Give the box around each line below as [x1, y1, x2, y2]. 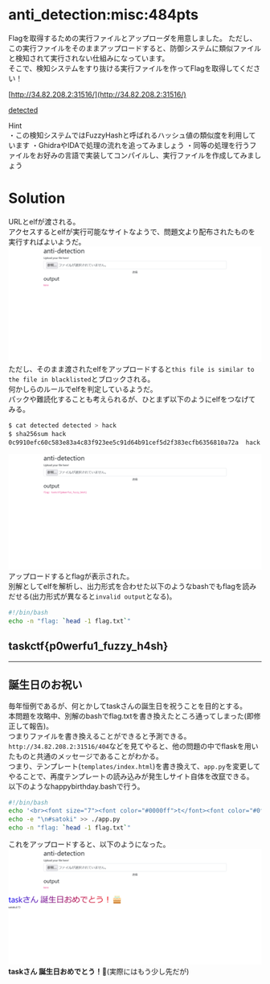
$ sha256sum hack [8, 430, 67, 438]
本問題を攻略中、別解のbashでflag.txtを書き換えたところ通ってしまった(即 [8, 710, 255, 721]
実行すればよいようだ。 [8, 237, 86, 246]
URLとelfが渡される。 [8, 216, 80, 226]
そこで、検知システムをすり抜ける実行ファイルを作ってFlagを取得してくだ [8, 63, 254, 73]
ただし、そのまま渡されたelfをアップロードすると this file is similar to [8, 364, 255, 374]
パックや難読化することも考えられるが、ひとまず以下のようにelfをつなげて [8, 394, 256, 404]
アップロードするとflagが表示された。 [8, 571, 134, 581]
